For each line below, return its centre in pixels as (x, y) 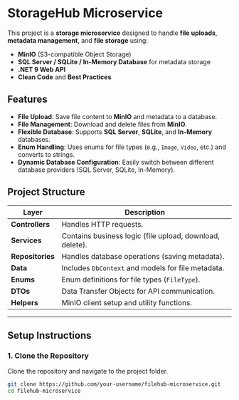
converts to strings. (46, 154)
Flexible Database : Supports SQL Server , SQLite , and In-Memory (115, 132)
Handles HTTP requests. (102, 224)
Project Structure (46, 192)
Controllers (31, 224)
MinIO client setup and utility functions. (127, 302)
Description (145, 212)
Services (26, 240)
